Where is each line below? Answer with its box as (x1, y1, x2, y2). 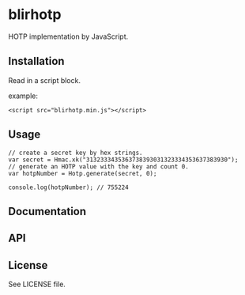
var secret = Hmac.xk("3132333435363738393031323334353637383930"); (8, 156, 239, 164)
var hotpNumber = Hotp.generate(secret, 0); (8, 169, 157, 177)
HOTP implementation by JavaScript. (8, 32, 129, 41)
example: (8, 91, 38, 100)
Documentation (8, 204, 87, 218)
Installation (8, 55, 65, 68)
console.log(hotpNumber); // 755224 (8, 183, 129, 191)
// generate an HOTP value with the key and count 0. (8, 162, 190, 171)
